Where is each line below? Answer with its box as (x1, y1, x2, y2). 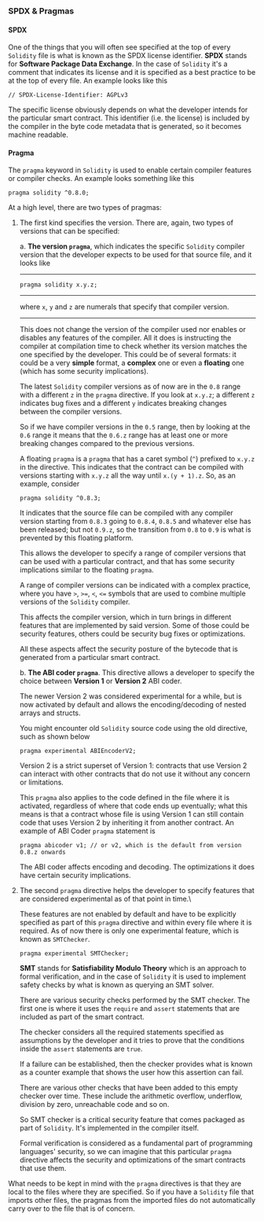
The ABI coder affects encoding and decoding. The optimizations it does (19, 862, 255, 872)
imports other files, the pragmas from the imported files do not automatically (8, 1196, 256, 1205)
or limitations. (19, 777, 64, 788)
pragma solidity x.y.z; (19, 281, 98, 289)
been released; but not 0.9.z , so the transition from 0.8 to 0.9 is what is (19, 525, 251, 534)
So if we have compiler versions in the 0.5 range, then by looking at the (19, 422, 251, 432)
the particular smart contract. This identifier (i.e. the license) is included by (8, 113, 250, 123)
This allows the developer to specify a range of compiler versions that (19, 548, 246, 558)
